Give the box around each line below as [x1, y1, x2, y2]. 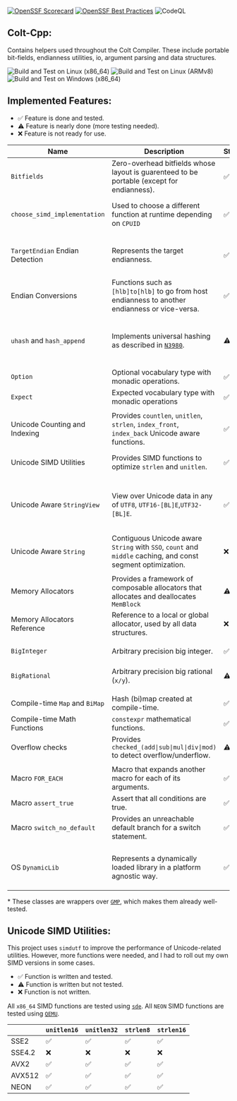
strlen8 [124, 1026, 150, 1034]
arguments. [111, 782, 150, 792]
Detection [11, 254, 44, 264]
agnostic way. [111, 871, 158, 881]
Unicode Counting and [11, 419, 86, 429]
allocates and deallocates [111, 591, 196, 601]
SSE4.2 [11, 1048, 36, 1058]
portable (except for [111, 176, 178, 186]
